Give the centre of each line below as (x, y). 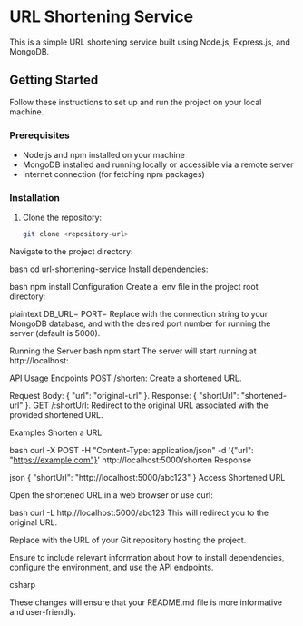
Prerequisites (39, 135)
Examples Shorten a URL (56, 432)
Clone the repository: (62, 218)
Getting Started (54, 80)
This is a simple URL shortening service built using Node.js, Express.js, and (150, 42)
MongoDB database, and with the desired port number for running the (140, 323)
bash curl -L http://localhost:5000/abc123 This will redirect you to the (139, 513)
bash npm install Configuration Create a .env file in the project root (134, 287)
